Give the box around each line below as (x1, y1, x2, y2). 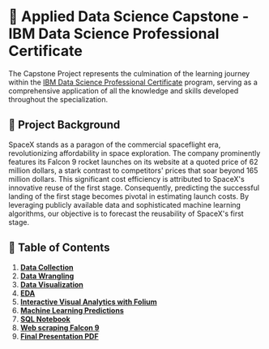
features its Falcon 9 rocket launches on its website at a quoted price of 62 (8, 157, 258, 166)
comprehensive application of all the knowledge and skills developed (8, 85, 239, 96)
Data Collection (19, 262, 75, 272)
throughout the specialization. (8, 94, 108, 104)
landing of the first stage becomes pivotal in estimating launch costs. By (8, 191, 250, 201)
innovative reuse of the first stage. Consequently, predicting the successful (8, 183, 260, 192)
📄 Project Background (8, 118, 121, 132)
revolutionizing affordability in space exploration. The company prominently (8, 148, 261, 157)
